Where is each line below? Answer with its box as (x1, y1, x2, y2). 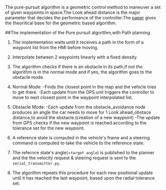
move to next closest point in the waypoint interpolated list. (12, 94, 133, 100)
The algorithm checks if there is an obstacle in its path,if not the (12, 64, 143, 69)
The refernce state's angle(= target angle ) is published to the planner (12, 150, 155, 155)
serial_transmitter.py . (12, 160, 61, 166)
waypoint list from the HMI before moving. (12, 45, 99, 50)
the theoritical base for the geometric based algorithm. (5, 20, 117, 26)
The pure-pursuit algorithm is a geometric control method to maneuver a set (5, 4, 161, 10)
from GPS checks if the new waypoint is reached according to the (12, 120, 147, 126)
